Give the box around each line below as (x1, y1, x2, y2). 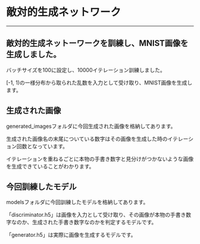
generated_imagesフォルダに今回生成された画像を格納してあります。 (6, 123, 176, 130)
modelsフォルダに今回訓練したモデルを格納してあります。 (6, 199, 149, 206)
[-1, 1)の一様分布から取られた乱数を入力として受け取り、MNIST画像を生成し (6, 79, 192, 86)
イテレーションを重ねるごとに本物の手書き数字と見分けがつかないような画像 (6, 155, 194, 162)
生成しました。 (6, 49, 61, 60)
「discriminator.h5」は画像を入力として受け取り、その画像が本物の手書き (6, 211, 186, 218)
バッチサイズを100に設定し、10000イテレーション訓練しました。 (6, 66, 165, 73)
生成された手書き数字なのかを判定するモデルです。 (32, 218, 157, 226)
